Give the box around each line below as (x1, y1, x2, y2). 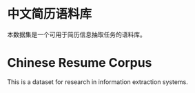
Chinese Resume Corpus (7, 55, 152, 71)
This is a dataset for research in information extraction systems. (7, 77, 188, 86)
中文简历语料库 (7, 6, 92, 22)
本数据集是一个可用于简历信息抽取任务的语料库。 (7, 30, 146, 39)
